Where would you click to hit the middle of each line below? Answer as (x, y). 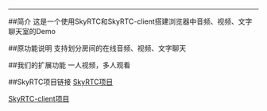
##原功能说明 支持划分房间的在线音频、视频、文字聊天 (97, 48)
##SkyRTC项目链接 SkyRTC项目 (61, 82)
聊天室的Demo (32, 31)
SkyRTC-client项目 (39, 99)
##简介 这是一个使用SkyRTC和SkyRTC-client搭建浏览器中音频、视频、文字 (130, 21)
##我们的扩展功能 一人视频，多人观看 (70, 65)
